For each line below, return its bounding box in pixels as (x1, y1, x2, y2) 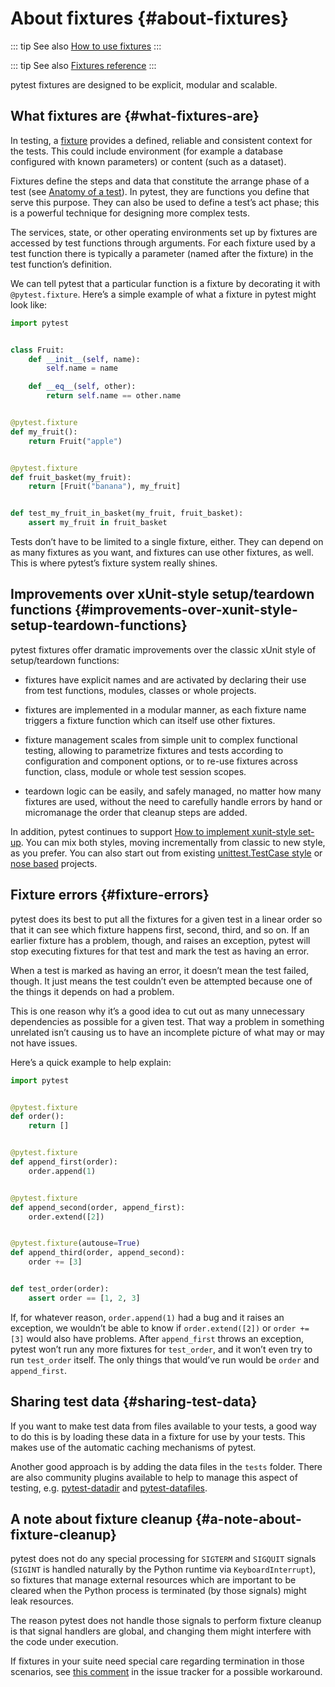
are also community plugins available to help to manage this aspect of (10, 1471, 298, 1483)
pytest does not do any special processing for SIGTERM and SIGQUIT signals (10, 1553, 317, 1565)
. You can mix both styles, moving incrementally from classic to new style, (20, 836, 326, 848)
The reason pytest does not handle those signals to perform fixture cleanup (10, 1615, 322, 1627)
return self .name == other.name (46, 391, 182, 401)
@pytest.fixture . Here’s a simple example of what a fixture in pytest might (10, 288, 317, 300)
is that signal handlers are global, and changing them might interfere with (10, 1625, 312, 1637)
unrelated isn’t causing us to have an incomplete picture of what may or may (10, 1026, 325, 1038)
